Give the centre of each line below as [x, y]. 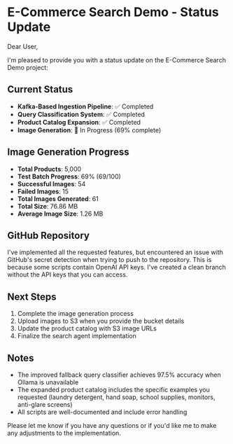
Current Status [40, 89]
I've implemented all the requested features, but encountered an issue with [115, 252]
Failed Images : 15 [43, 191]
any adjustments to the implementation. [64, 433]
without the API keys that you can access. [68, 275]
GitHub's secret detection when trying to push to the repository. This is [110, 260]
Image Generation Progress [68, 152]
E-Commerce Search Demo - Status [113, 12]
